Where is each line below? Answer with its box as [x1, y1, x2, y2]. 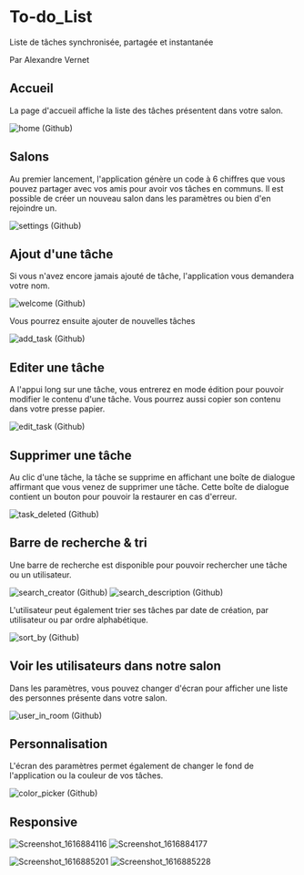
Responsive [9, 814, 78, 829]
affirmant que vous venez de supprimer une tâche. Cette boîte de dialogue [9, 482, 289, 492]
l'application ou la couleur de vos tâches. [9, 770, 164, 781]
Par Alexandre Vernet [9, 54, 90, 65]
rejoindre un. [9, 203, 57, 214]
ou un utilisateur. [9, 568, 72, 580]
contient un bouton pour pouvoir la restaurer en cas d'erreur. [9, 491, 238, 502]
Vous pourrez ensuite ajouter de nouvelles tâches [9, 316, 196, 327]
